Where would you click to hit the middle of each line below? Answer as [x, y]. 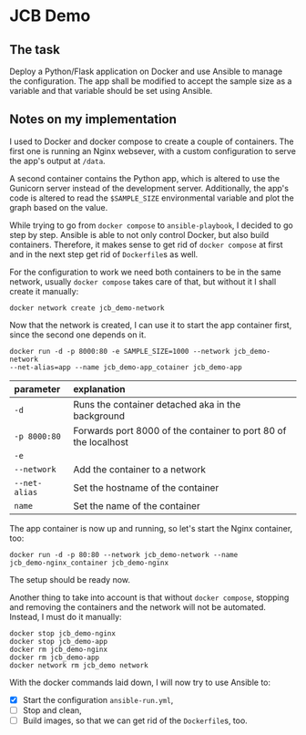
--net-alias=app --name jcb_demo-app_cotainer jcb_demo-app [126, 367]
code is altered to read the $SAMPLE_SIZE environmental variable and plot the [152, 198]
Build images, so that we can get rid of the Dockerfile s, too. [135, 720]
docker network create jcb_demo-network [87, 308]
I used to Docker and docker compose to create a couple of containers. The [152, 141]
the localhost [101, 441]
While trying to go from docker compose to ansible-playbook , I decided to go [151, 225]
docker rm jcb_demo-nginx [58, 649]
